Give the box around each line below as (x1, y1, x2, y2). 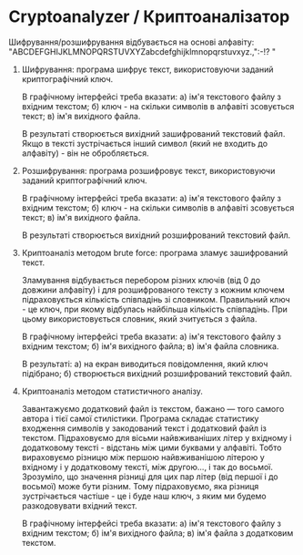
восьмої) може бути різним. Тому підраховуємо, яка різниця (21, 480, 259, 491)
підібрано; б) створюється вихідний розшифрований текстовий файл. (21, 367, 293, 379)
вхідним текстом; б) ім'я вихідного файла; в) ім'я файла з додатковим (21, 527, 294, 539)
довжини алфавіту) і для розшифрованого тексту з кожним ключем (21, 284, 285, 295)
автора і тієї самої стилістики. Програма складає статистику (21, 413, 259, 424)
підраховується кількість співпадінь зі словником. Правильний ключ (21, 293, 290, 304)
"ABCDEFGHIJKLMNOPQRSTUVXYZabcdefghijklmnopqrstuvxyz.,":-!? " (8, 46, 277, 57)
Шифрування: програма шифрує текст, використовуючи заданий (21, 64, 274, 75)
